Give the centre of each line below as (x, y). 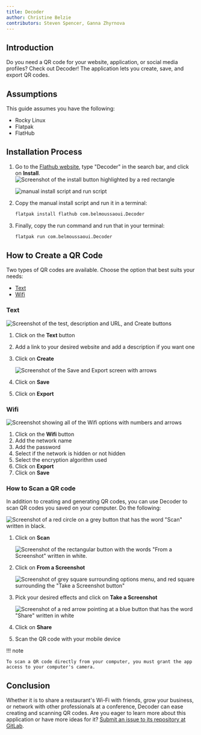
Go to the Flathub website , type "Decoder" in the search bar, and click (102, 166)
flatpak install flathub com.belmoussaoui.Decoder (80, 214)
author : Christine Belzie (39, 18)
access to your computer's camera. (51, 667)
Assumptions (32, 94)
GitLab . (15, 726)
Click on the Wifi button (45, 434)
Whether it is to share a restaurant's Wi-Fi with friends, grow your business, (100, 700)
